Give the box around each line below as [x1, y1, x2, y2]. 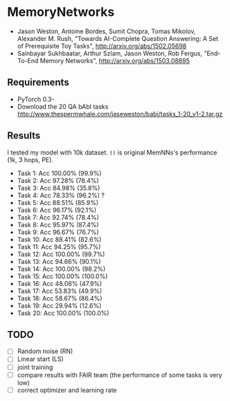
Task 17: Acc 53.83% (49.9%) [17, 287, 103, 295]
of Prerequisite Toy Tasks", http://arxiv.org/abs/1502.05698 [17, 42, 187, 50]
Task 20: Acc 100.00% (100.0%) [17, 309, 109, 317]
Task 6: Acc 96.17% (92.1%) [17, 206, 97, 214]
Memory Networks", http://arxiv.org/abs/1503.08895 [39, 56, 191, 64]
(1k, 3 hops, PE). [7, 155, 54, 163]
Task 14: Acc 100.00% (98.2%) [17, 265, 106, 273]
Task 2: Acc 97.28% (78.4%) [17, 176, 99, 184]
